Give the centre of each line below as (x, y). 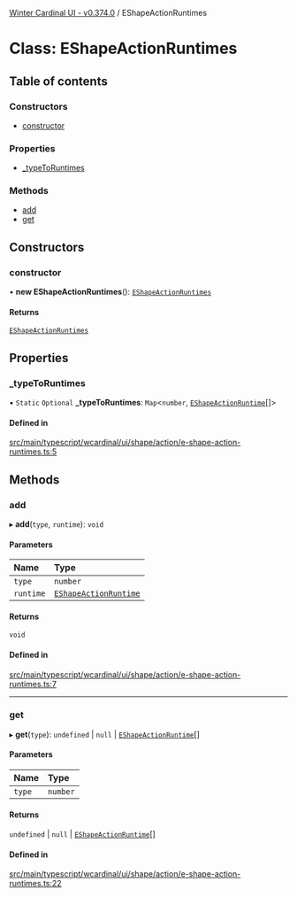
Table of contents (58, 81)
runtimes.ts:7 (33, 684)
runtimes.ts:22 (35, 884)
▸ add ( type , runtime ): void (57, 524)
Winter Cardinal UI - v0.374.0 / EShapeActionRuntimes (108, 13)
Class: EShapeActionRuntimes (123, 49)
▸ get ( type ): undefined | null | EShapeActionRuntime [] (105, 734)
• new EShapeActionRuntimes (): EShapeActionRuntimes (110, 292)
